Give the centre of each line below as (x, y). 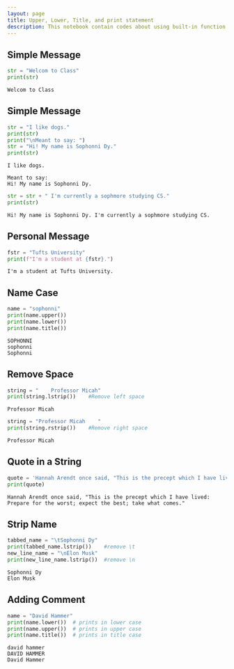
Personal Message (48, 236)
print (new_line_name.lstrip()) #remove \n (71, 560)
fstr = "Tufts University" (46, 252)
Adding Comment (46, 600)
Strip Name (32, 525)
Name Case (33, 293)
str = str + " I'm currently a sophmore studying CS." (88, 196)
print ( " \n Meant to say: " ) (46, 140)
